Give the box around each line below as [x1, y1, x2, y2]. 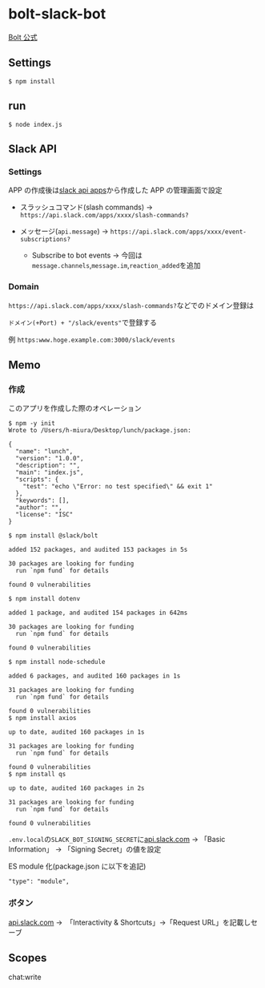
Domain [8, 281, 39, 293]
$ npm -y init [8, 419, 56, 427]
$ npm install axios [8, 715, 78, 723]
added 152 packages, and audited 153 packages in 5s [8, 546, 188, 554]
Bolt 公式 [8, 32, 38, 42]
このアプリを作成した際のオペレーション [8, 403, 142, 413]
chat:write [8, 972, 42, 982]
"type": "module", [8, 877, 70, 886]
